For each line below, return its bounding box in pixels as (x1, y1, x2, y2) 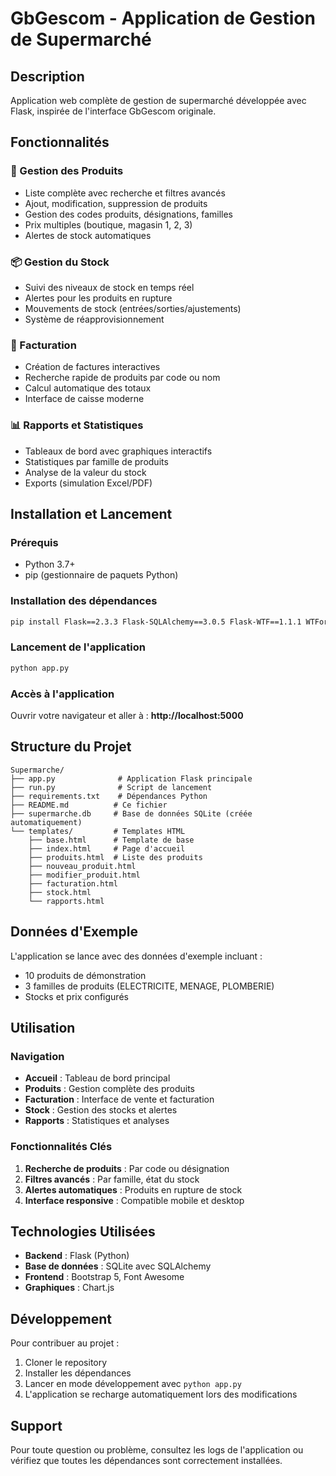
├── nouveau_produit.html (28, 861, 137, 871)
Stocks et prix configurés (24, 990, 129, 1002)
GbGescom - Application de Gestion (10, 7, 316, 30)
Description (10, 68, 85, 85)
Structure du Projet (10, 738, 132, 756)
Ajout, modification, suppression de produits (24, 197, 208, 209)
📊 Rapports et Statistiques (10, 418, 144, 432)
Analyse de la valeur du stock (24, 466, 147, 478)
